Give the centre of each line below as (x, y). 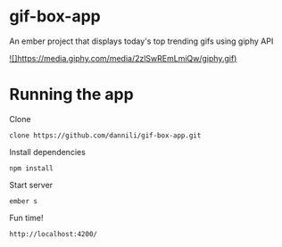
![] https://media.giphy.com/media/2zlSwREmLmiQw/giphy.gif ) (123, 58)
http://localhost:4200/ (54, 234)
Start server (31, 185)
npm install (31, 168)
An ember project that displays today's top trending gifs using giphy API (141, 41)
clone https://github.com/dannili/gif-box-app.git (105, 136)
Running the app (71, 95)
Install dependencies (48, 152)
